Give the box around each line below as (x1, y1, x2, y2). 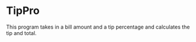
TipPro (6, 4, 40, 17)
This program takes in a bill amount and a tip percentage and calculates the (6, 23, 190, 30)
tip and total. (6, 29, 37, 36)
